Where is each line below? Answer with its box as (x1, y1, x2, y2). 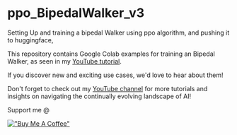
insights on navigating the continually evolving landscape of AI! (7, 92, 192, 100)
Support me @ (7, 105, 50, 114)
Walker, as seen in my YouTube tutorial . (7, 57, 122, 65)
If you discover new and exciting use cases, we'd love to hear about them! (7, 71, 224, 79)
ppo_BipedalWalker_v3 (7, 5, 145, 21)
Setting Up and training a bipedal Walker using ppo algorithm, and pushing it (7, 28, 230, 37)
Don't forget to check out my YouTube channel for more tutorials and (7, 84, 208, 93)
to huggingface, (7, 35, 54, 44)
